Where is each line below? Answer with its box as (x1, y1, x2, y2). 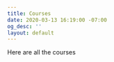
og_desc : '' (7, 23, 42, 30)
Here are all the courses (7, 48, 76, 56)
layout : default (7, 29, 54, 37)
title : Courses (7, 10, 51, 17)
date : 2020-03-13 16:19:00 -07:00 (7, 17, 108, 23)
